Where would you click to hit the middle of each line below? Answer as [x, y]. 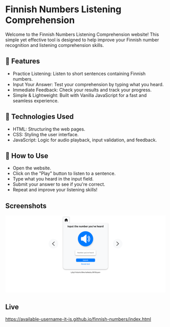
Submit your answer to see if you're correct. [59, 184]
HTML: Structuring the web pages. [49, 129]
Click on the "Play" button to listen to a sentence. [64, 173]
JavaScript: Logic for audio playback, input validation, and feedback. [84, 140]
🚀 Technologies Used [39, 117]
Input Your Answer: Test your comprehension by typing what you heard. [88, 84]
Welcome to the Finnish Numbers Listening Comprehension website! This [82, 34]
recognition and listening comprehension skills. [55, 45]
